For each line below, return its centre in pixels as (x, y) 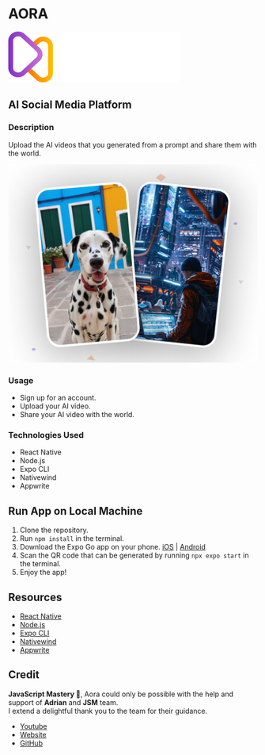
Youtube (33, 726)
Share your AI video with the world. (77, 415)
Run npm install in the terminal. (72, 538)
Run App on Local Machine (76, 511)
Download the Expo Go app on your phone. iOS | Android (112, 547)
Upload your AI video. (55, 406)
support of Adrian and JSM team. (63, 702)
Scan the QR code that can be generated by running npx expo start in (134, 555)
